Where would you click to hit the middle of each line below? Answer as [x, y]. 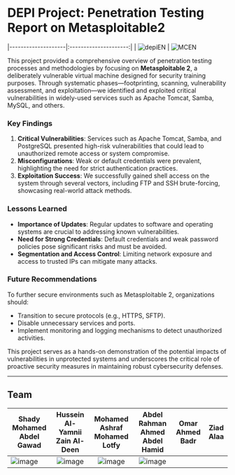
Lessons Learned [37, 209]
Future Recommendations [52, 279]
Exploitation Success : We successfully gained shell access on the [113, 176]
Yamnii [70, 432]
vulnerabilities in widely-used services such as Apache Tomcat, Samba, [111, 98]
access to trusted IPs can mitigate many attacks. [87, 261]
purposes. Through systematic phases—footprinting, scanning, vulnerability [117, 83]
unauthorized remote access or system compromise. [93, 154]
